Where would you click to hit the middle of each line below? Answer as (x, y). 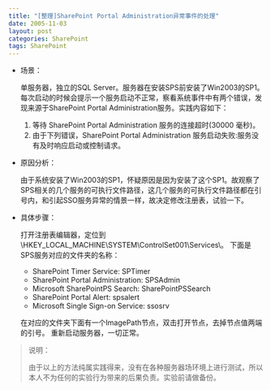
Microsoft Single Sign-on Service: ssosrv (101, 306)
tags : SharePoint (38, 46)
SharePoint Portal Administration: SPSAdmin (106, 280)
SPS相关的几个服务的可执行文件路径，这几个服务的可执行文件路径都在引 (141, 190)
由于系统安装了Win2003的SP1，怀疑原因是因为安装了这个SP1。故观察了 (140, 180)
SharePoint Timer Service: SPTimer (91, 271)
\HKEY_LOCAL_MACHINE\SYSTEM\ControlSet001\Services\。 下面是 (135, 245)
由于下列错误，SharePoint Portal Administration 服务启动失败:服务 (142, 136)
